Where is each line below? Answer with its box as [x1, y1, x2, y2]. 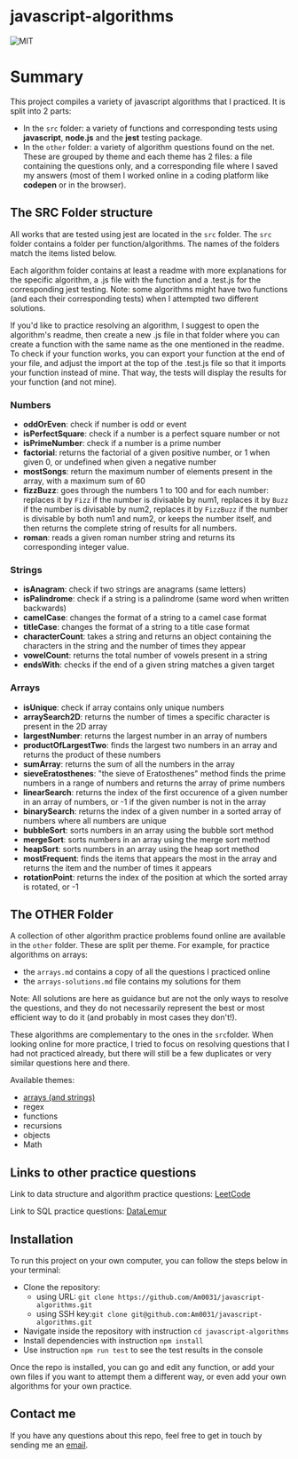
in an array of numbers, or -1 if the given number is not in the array [22, 796, 267, 807]
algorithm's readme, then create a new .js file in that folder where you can [10, 329, 280, 339]
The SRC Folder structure [10, 205, 153, 220]
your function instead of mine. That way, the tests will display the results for [10, 367, 287, 378]
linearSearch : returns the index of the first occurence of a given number [22, 786, 288, 797]
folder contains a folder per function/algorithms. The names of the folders [10, 238, 280, 249]
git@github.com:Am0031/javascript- [130, 1311, 263, 1319]
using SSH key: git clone [35, 1309, 128, 1319]
